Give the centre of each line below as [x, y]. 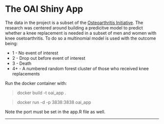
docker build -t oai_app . [41, 93]
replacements [26, 74]
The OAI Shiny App [44, 9]
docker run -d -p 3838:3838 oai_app [54, 102]
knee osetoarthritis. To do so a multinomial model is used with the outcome [81, 38]
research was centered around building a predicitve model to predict [74, 27]
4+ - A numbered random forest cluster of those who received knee [80, 68]
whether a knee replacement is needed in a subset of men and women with [81, 33]
